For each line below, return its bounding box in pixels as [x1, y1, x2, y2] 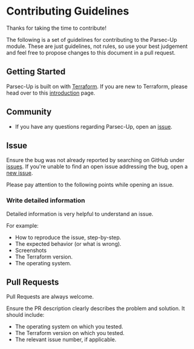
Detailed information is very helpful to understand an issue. [6, 210, 154, 217]
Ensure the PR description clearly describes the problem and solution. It [6, 305, 186, 312]
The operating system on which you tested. [15, 323, 124, 330]
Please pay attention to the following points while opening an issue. [6, 181, 174, 189]
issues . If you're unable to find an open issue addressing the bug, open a [6, 163, 188, 171]
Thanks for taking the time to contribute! [6, 24, 107, 32]
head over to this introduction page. [6, 89, 95, 97]
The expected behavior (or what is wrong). [15, 240, 122, 247]
